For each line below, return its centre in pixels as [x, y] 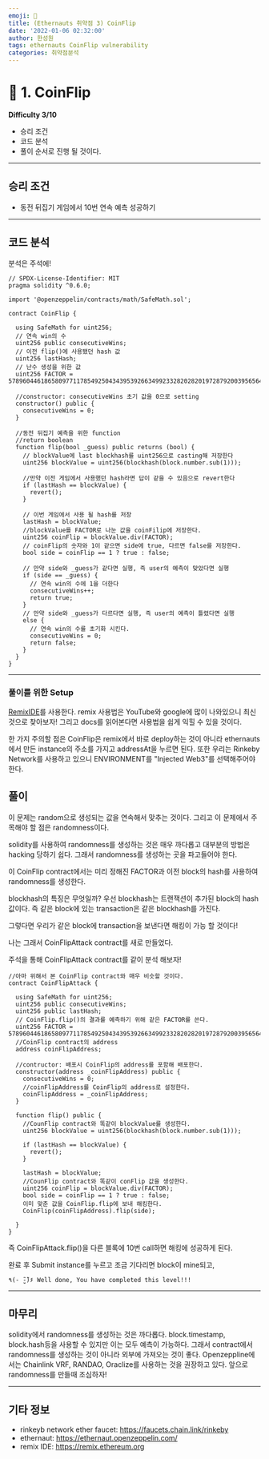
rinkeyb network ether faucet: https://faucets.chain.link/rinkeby [124, 1429]
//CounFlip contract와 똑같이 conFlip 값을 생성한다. [106, 1181]
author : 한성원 [31, 38]
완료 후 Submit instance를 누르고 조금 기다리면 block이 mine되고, [111, 1264]
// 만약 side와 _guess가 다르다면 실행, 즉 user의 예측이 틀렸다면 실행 [128, 613]
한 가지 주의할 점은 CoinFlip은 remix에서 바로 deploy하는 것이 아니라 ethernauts [134, 738]
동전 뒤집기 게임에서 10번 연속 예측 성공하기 [88, 207]
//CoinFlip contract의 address [67, 1042]
